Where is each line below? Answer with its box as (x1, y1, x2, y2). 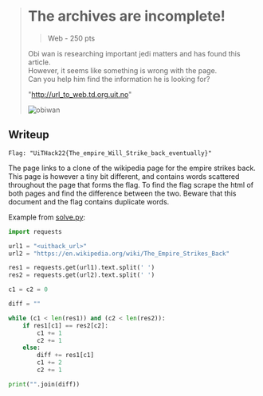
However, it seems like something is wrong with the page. (27, 65, 218, 75)
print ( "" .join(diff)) (8, 380, 80, 388)
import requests (8, 227, 62, 235)
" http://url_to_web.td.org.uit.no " (27, 89, 132, 99)
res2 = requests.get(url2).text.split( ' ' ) (8, 271, 155, 279)
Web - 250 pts (47, 33, 96, 43)
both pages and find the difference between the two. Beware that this (8, 188, 237, 198)
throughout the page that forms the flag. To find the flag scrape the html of (8, 180, 253, 189)
